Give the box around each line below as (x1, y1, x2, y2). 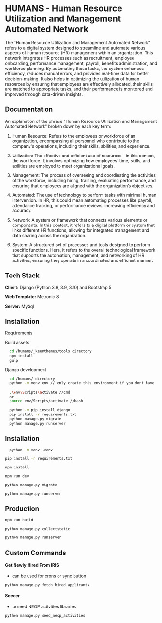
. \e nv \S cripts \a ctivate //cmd (9, 390, 70, 395)
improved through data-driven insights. (5, 91, 83, 97)
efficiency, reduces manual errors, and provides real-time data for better (5, 70, 149, 76)
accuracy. (12, 208, 32, 213)
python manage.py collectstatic (5, 526, 70, 531)
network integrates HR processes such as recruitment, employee (5, 55, 134, 61)
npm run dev (5, 474, 29, 479)
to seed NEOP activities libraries (12, 604, 76, 609)
